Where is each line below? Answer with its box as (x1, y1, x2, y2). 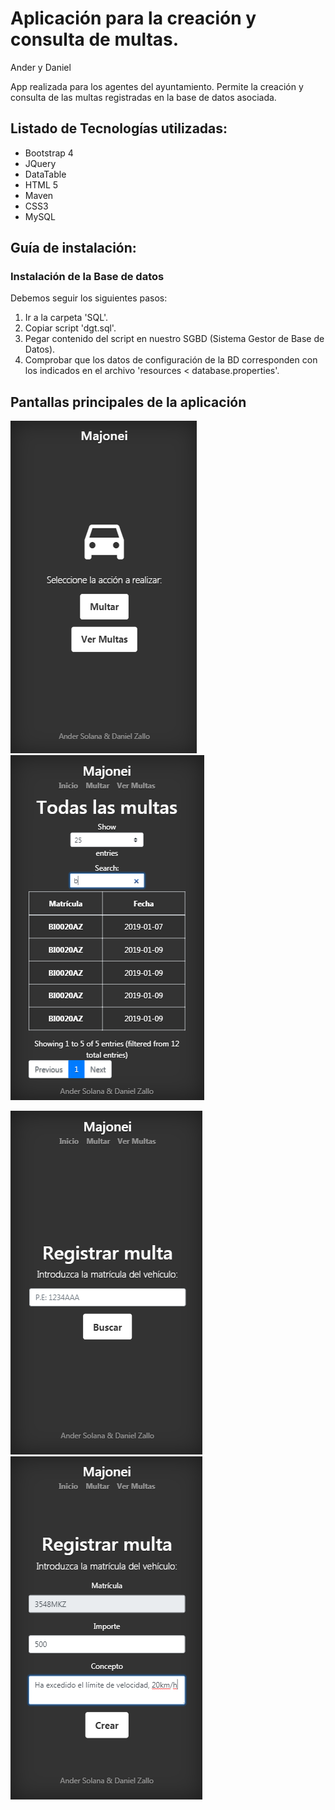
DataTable (24, 168, 67, 180)
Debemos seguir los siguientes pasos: (10, 292, 168, 304)
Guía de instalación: (10, 240, 137, 257)
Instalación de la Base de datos (10, 270, 165, 284)
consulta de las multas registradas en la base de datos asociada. (10, 91, 277, 103)
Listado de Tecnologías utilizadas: (10, 120, 228, 137)
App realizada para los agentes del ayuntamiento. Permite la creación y (10, 80, 304, 92)
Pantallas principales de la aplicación (10, 393, 247, 411)
